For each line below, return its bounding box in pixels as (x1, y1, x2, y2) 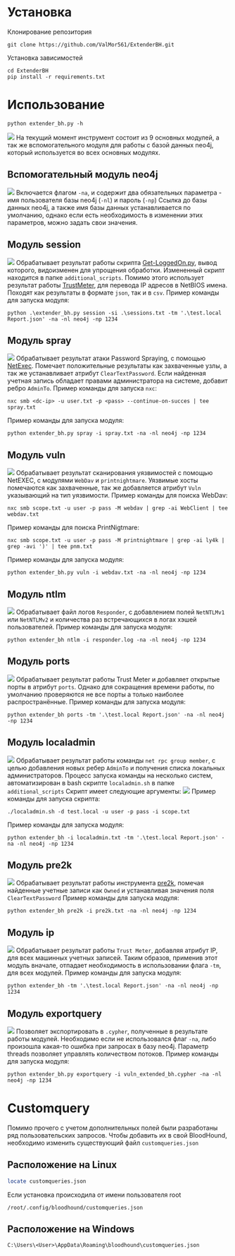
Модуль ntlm (7, 588, 67, 600)
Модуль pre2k (7, 859, 72, 871)
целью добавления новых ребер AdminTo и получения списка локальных (7, 763, 225, 772)
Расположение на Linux (7, 1159, 118, 1171)
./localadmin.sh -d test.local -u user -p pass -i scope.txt (7, 808, 191, 815)
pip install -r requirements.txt (7, 73, 106, 80)
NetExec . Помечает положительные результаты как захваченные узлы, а (7, 362, 227, 370)
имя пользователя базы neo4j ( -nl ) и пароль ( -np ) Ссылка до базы (7, 195, 208, 204)
